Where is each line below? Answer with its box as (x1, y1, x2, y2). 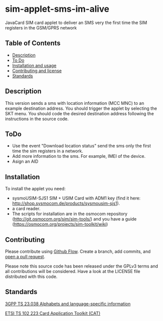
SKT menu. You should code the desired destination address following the (5, 110, 154, 116)
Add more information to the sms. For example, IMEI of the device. (12, 153, 146, 159)
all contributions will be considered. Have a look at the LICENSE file (5, 269, 141, 274)
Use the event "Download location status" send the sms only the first (12, 143, 151, 149)
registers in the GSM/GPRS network (5, 25, 77, 30)
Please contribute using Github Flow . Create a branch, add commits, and (5, 248, 151, 254)
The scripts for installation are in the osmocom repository (12, 211, 128, 217)
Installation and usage (12, 62, 57, 68)
